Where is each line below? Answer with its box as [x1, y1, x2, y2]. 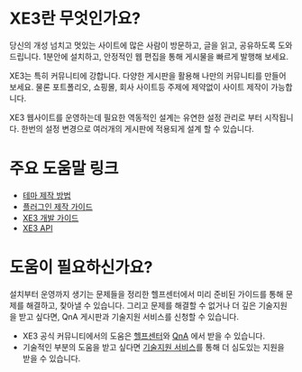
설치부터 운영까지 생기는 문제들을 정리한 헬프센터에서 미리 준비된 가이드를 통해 [9, 288, 284, 299]
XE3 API [22, 222, 53, 233]
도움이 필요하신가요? [9, 257, 153, 278]
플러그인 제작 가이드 [22, 200, 93, 212]
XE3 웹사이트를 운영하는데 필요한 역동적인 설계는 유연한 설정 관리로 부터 [9, 112, 263, 123]
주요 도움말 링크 [9, 159, 119, 179]
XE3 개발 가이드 [22, 212, 79, 223]
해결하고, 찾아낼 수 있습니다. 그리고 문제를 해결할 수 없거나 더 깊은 [25, 300, 257, 311]
